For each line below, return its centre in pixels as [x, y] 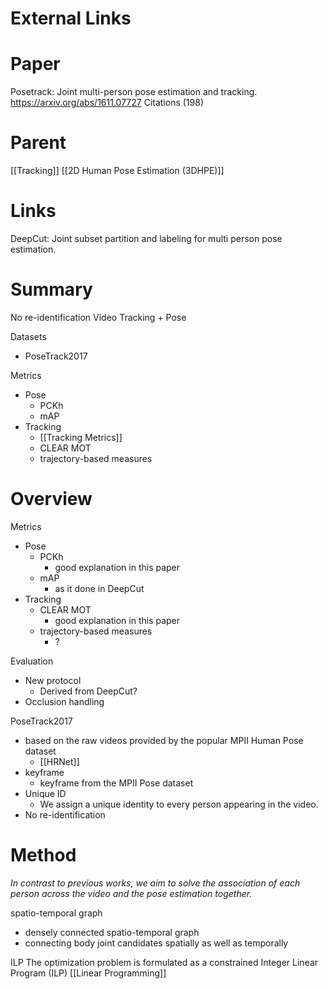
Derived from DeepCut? [88, 691]
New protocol [53, 680]
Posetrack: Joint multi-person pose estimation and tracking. [134, 92]
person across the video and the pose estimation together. [131, 893]
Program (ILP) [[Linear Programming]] [88, 973]
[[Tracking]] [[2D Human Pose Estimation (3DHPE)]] [117, 171]
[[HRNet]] [59, 761]
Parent [38, 143]
